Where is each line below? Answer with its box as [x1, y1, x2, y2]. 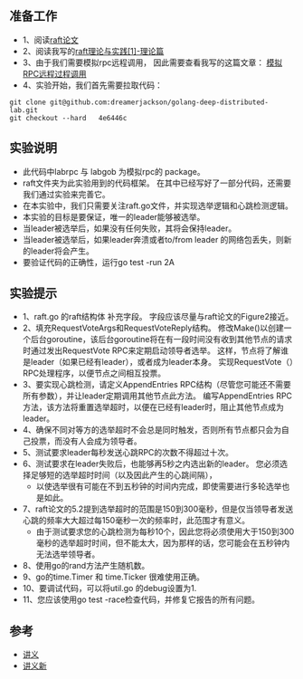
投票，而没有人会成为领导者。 [30, 435, 142, 446]
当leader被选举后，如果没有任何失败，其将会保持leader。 [22, 223, 237, 234]
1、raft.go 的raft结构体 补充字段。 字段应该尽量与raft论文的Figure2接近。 [22, 311, 294, 322]
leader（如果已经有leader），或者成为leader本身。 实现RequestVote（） [30, 357, 294, 368]
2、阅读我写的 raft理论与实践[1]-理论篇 [22, 45, 165, 56]
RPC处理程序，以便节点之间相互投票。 [22, 368, 166, 378]
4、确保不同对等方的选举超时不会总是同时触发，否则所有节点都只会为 [22, 425, 282, 435]
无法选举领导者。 [35, 549, 100, 559]
